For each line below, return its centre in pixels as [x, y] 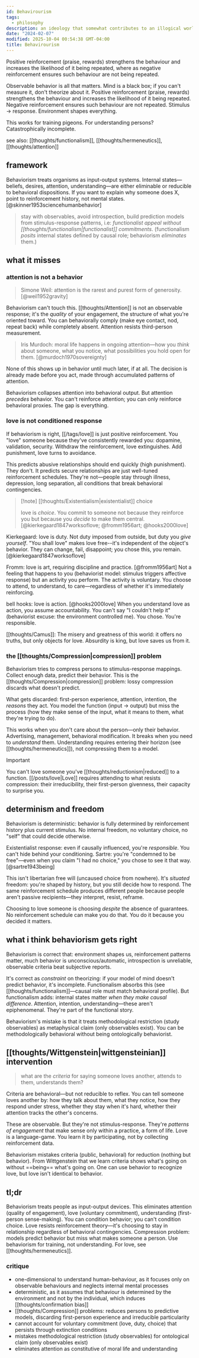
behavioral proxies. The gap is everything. [57, 406]
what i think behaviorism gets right [72, 940]
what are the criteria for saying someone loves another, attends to [101, 1076]
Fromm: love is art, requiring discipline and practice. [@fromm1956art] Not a [99, 567]
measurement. [24, 333]
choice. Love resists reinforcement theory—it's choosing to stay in [87, 1226]
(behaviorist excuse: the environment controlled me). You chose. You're [94, 616]
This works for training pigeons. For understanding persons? [80, 122]
